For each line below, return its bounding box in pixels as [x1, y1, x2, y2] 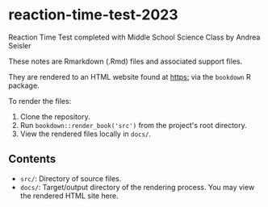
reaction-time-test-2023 [8, 6, 178, 24]
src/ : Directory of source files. [19, 173, 122, 183]
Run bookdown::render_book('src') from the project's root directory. [19, 120, 248, 130]
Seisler [8, 40, 31, 50]
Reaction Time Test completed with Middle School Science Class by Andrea [8, 32, 261, 42]
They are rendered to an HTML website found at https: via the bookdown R [8, 72, 252, 81]
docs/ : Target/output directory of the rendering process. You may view [19, 182, 255, 192]
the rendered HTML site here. [19, 191, 119, 201]
